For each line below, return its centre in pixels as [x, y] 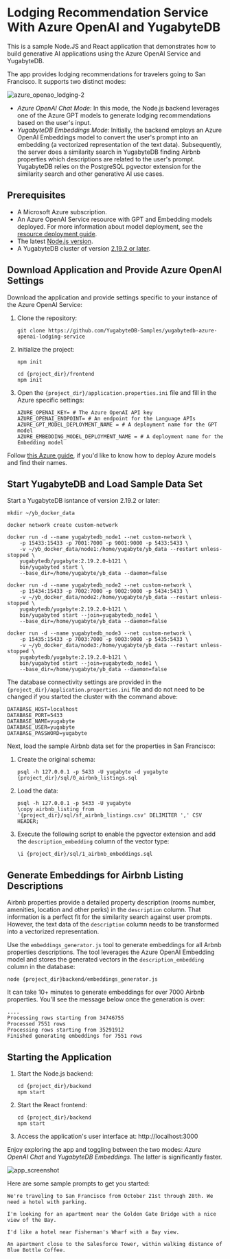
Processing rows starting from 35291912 [66, 1030]
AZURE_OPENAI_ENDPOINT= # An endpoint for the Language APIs [106, 418]
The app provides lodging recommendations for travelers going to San [106, 74]
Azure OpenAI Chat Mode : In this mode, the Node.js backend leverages [118, 108]
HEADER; [28, 821]
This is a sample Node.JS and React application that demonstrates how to [112, 46]
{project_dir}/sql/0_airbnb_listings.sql [77, 778]
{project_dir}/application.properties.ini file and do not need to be [106, 690]
